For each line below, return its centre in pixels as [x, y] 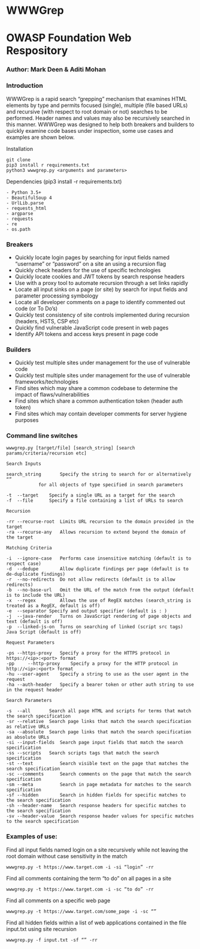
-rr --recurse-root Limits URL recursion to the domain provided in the [100, 522]
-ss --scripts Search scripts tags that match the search [83, 753]
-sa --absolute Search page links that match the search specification [99, 732]
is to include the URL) [36, 596]
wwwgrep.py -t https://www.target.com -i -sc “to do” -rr [80, 889]
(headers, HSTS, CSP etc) [47, 321]
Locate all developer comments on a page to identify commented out [100, 302]
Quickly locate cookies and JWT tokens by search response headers [100, 276]
